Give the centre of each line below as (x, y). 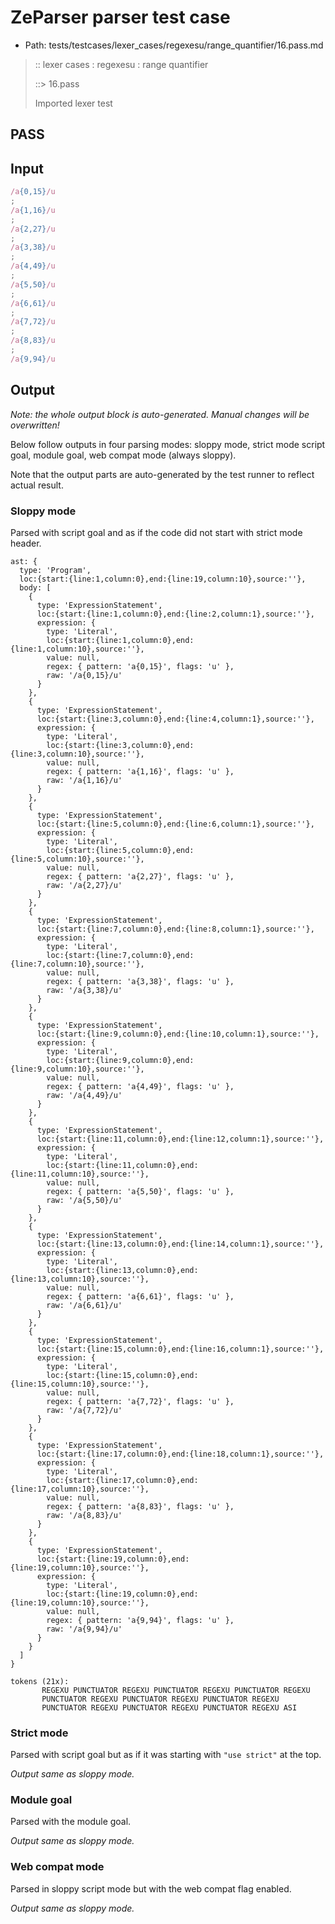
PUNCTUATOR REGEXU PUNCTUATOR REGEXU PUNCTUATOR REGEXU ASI (169, 1707)
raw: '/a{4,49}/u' (84, 1095)
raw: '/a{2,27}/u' (84, 885)
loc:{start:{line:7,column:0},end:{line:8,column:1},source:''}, (175, 929)
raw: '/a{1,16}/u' (84, 780)
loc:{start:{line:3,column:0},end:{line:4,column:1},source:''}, (175, 719)
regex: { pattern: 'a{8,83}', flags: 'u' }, (140, 1506)
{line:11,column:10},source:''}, (80, 1174)
